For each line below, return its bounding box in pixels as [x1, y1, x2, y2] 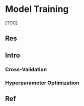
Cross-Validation [5, 66, 47, 73]
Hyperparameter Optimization [5, 79, 80, 86]
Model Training [5, 3, 69, 15]
